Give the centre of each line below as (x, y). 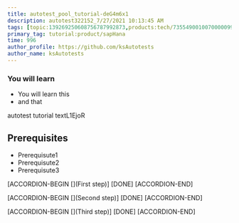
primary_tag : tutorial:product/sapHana (67, 34)
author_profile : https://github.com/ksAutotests (81, 47)
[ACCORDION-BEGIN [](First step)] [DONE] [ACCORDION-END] (100, 184)
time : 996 (22, 41)
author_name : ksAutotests (46, 54)
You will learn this (43, 94)
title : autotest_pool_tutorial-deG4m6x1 (68, 14)
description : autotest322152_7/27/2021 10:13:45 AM (85, 21)
